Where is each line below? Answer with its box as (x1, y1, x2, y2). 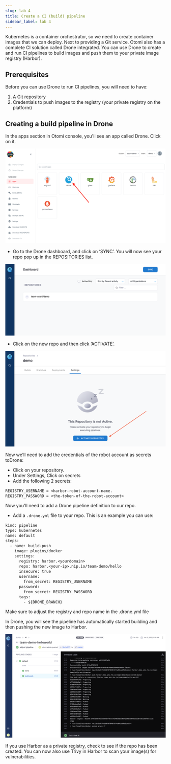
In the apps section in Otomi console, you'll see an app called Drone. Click (5, 133, 161, 139)
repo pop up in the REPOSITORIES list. (12, 254, 93, 260)
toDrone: (5, 457, 24, 463)
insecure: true (18, 569, 51, 574)
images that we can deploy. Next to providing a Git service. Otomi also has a (5, 39, 165, 46)
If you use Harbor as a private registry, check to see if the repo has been (5, 743, 158, 749)
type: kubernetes (5, 528, 42, 533)
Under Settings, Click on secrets (12, 472, 81, 478)
